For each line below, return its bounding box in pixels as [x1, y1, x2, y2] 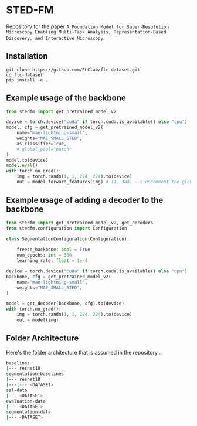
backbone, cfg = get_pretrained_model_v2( [6, 274, 111, 280]
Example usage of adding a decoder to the [6, 195, 164, 205]
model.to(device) [6, 157, 49, 163]
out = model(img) [16, 317, 59, 323]
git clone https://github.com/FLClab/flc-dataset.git [6, 67, 141, 73]
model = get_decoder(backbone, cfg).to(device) [6, 301, 125, 306]
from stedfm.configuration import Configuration [6, 225, 127, 231]
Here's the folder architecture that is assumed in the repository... [6, 349, 162, 356]
